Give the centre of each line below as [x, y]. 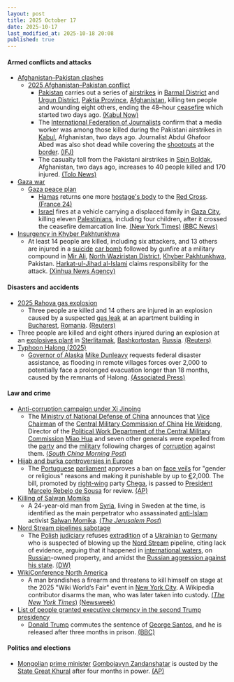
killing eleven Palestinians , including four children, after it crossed [132, 219]
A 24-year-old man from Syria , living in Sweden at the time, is [117, 506]
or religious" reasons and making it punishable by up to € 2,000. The [126, 475]
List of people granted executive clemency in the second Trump [109, 609]
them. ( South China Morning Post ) [77, 453]
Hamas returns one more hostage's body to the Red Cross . [123, 197]
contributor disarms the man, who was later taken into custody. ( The [126, 594]
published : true [31, 40]
